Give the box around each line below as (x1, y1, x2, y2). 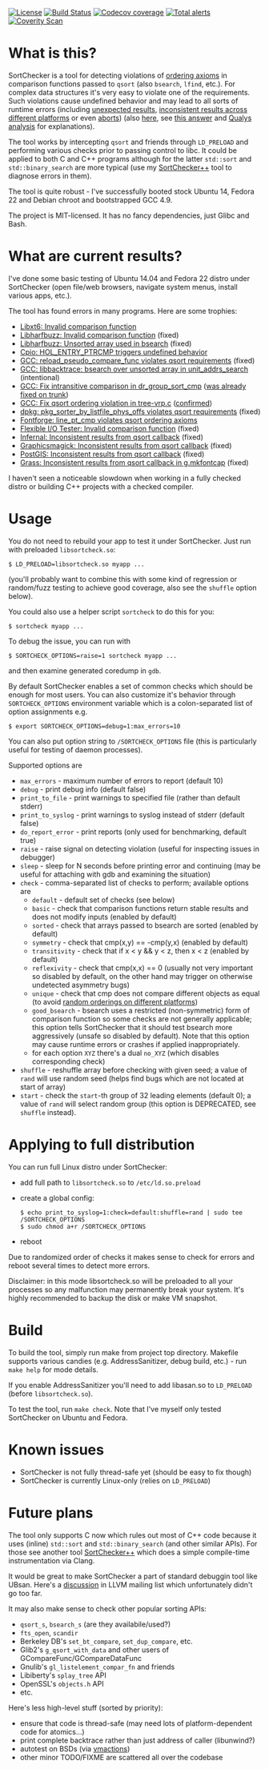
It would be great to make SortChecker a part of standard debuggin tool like (8, 1571, 258, 1581)
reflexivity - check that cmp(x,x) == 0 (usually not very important (31, 963, 254, 973)
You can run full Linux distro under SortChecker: (8, 1161, 168, 1172)
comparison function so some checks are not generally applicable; (31, 1013, 252, 1024)
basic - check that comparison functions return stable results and (31, 903, 249, 913)
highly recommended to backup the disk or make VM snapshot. (8, 1293, 218, 1302)
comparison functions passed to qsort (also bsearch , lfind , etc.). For (8, 78, 236, 88)
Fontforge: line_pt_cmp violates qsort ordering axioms (19, 415, 198, 424)
